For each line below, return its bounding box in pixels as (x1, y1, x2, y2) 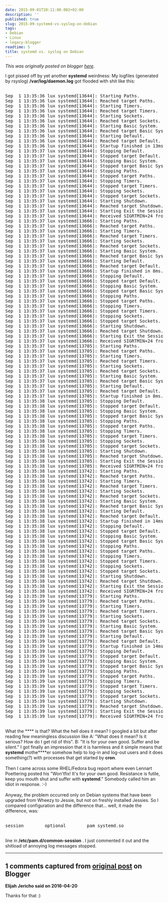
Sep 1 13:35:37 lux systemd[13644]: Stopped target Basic (5, 163, 153, 169)
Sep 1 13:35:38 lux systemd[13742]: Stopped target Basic (5, 538, 153, 544)
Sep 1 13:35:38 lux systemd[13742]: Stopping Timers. (5, 553, 142, 559)
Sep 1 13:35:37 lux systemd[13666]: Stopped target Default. (5, 278, 161, 284)
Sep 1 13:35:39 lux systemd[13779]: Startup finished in (5, 643, 150, 649)
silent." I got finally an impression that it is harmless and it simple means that (5, 744, 162, 750)
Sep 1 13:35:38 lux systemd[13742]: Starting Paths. (5, 468, 140, 474)
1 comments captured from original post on (5, 861, 142, 870)
